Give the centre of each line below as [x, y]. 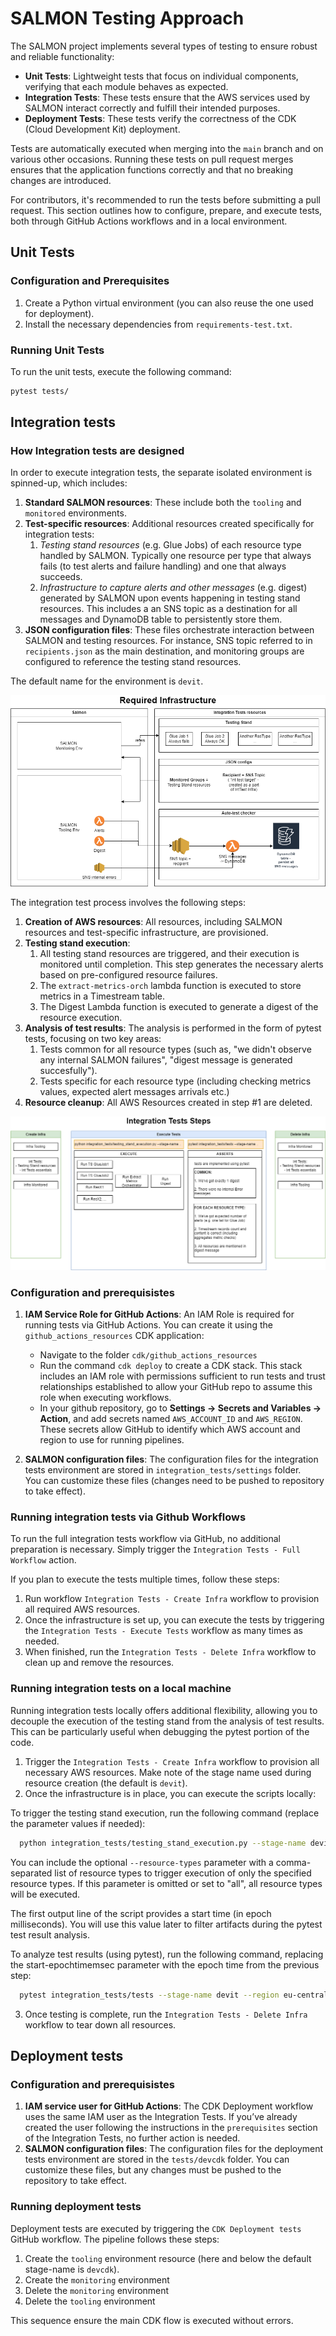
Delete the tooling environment [90, 2301]
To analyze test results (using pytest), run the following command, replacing [167, 1954]
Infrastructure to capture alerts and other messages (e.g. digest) [173, 588]
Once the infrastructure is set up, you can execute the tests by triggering [174, 1620]
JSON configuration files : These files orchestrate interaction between [169, 630]
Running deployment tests [76, 2207]
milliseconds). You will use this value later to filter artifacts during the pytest [166, 1924]
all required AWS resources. [82, 1609]
